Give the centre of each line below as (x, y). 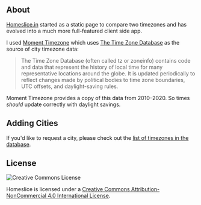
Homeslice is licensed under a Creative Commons (68, 189)
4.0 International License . (79, 196)
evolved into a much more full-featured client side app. (74, 31)
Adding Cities (32, 123)
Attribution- (146, 189)
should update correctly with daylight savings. (63, 104)
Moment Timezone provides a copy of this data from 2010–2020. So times (98, 98)
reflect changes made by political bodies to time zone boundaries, (103, 80)
